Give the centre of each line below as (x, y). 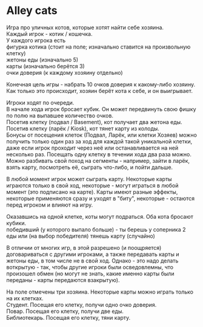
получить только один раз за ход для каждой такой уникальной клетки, (99, 141)
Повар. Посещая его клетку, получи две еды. (65, 311)
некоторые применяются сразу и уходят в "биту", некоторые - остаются (101, 198)
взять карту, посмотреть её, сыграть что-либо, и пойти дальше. (90, 167)
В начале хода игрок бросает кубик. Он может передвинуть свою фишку (101, 109)
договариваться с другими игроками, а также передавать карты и (93, 254)
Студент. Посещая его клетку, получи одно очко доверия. (82, 305)
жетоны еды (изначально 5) (42, 60)
